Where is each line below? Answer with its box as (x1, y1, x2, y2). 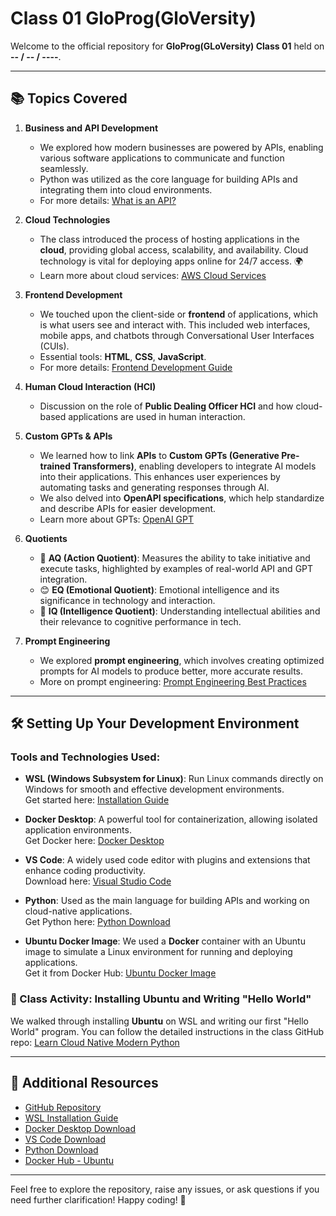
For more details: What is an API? (39, 194, 177, 206)
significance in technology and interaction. (39, 594, 216, 606)
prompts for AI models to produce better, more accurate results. (39, 665, 303, 677)
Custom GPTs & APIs (24, 430, 113, 442)
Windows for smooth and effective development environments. (24, 783, 285, 796)
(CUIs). (39, 340, 70, 352)
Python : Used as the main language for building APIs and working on (24, 895, 310, 907)
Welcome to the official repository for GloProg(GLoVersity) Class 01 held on (10, 40, 325, 52)
